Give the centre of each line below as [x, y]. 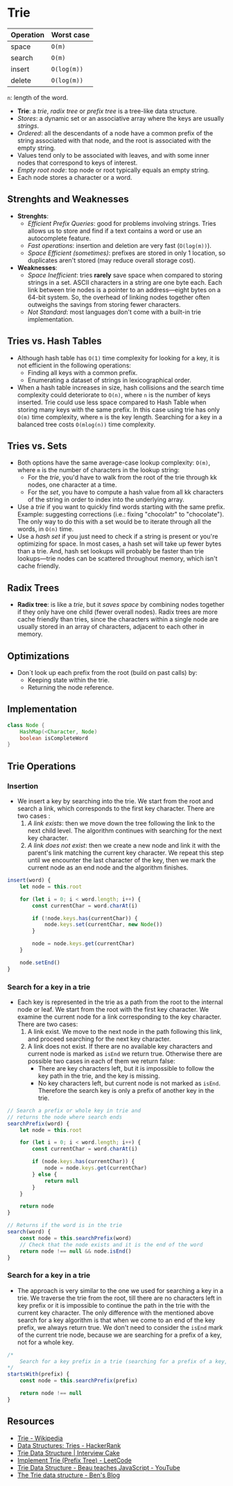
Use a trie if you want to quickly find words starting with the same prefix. [121, 507]
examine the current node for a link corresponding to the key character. [119, 1017]
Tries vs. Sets [37, 446]
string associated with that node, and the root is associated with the [114, 140]
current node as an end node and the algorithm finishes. [108, 867]
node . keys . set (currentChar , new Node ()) [103, 925]
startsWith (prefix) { [38, 1374]
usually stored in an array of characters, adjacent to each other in [111, 627]
